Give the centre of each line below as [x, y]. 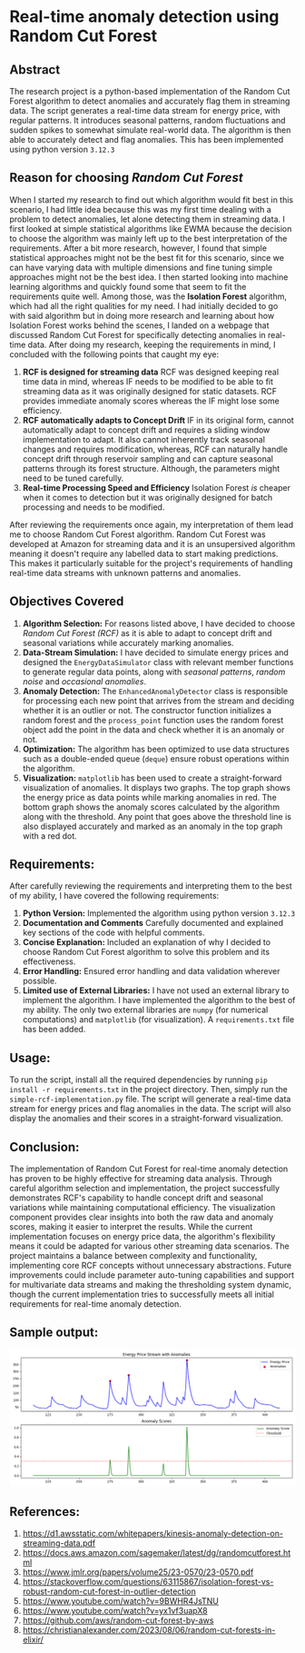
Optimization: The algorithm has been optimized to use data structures [156, 749]
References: [44, 1512]
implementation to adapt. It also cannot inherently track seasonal [144, 439]
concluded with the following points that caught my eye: [114, 354]
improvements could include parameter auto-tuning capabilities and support [152, 1275]
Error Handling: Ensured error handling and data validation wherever [151, 971]
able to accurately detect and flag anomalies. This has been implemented [147, 139]
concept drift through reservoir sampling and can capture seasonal [148, 458]
